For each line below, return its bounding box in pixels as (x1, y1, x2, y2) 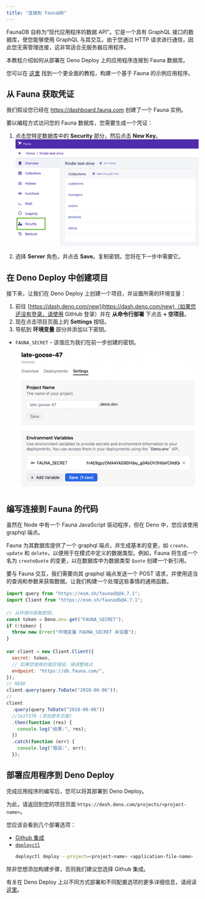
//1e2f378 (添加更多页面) (12, 713, 72, 719)
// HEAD (6, 681, 26, 687)
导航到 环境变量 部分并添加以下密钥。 (15, 326, 110, 333)
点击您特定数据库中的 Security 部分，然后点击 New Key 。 (15, 132, 162, 140)
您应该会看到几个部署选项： (6, 821, 76, 828)
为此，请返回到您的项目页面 (6, 800, 76, 807)
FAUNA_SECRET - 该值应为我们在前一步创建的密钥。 (15, 339, 140, 346)
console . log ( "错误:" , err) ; (17, 745, 87, 751)
